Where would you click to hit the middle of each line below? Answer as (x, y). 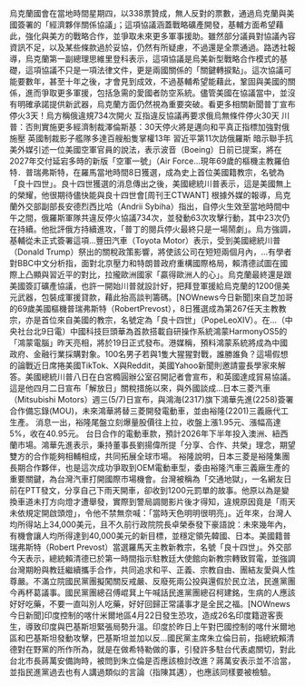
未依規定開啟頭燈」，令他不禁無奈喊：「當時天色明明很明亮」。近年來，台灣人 (151, 513)
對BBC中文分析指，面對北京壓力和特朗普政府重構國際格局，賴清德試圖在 (145, 263)
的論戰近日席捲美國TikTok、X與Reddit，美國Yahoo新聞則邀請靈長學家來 (144, 365)
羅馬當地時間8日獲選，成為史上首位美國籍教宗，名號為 (182, 172)
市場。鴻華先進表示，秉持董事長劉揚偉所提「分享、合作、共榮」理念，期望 (156, 445)
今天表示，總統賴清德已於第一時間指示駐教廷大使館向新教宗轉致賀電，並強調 (152, 558)
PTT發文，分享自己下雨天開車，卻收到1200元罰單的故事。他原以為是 (153, 490)
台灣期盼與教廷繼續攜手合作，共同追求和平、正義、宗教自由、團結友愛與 (144, 570)
